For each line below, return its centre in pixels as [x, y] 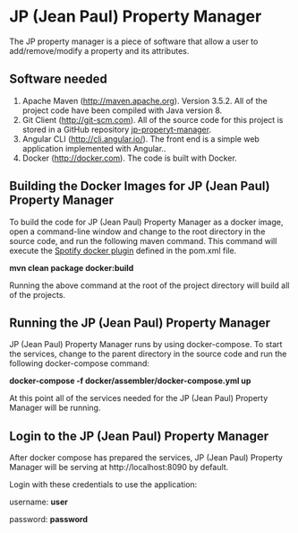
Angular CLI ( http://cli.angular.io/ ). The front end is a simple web [140, 139]
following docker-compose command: [80, 363]
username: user [39, 502]
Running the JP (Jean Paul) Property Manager [140, 323]
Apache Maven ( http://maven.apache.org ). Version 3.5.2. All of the [145, 100]
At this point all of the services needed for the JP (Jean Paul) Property [139, 398]
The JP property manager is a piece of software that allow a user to [134, 41]
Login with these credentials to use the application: [103, 485]
